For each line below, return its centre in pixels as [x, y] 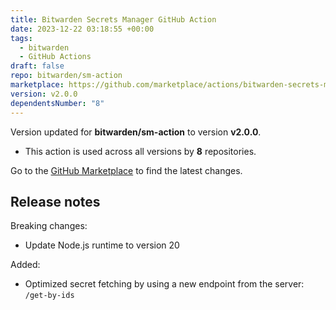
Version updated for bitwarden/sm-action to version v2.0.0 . [136, 132]
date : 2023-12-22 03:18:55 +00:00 [82, 29]
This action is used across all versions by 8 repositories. [140, 151]
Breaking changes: [49, 226]
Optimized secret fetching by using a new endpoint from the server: [164, 284]
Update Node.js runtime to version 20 [102, 245]
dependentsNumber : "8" [57, 103]
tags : [21, 38]
